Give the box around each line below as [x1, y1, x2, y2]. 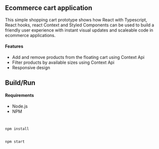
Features [5, 43, 23, 49]
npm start [5, 139, 25, 144]
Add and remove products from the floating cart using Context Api [12, 55, 144, 60]
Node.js [12, 103, 28, 109]
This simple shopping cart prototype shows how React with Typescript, [5, 17, 147, 22]
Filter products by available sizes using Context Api [12, 59, 115, 65]
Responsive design [12, 65, 50, 71]
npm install [5, 126, 29, 131]
